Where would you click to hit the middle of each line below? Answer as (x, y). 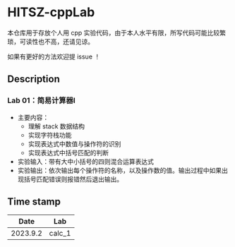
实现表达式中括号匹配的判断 (68, 152)
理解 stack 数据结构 (56, 126)
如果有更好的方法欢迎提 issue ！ (54, 56)
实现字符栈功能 (50, 135)
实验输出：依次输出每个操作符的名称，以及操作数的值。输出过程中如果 (120, 170)
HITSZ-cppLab (51, 12)
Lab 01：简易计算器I (41, 101)
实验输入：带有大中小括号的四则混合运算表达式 (85, 161)
